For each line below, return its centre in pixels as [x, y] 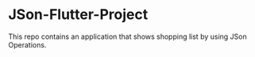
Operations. [27, 44]
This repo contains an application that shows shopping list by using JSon [128, 36]
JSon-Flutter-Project [78, 15]
